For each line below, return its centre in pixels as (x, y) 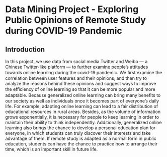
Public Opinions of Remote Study (75, 20)
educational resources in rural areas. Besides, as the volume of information (83, 112)
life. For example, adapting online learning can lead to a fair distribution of (82, 106)
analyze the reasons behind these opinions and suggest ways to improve (81, 84)
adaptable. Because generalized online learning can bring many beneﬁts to (83, 95)
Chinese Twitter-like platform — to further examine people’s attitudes (77, 67)
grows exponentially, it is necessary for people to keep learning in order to (82, 117)
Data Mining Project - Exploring (72, 9)
